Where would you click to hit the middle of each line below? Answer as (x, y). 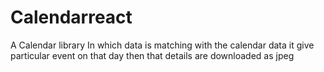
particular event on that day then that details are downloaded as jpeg (152, 55)
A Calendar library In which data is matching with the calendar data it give (162, 45)
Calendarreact (71, 17)
